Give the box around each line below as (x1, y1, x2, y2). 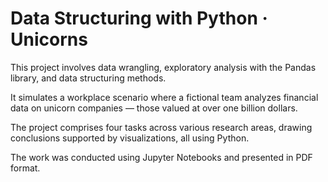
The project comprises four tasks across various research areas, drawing (10, 121, 313, 133)
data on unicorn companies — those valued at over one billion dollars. (10, 102, 298, 114)
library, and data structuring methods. (10, 72, 167, 84)
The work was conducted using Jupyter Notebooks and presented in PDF (10, 151, 313, 163)
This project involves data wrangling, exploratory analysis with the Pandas (10, 61, 317, 73)
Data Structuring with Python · (10, 7, 268, 30)
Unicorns (10, 28, 88, 51)
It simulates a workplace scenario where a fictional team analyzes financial (10, 91, 319, 103)
